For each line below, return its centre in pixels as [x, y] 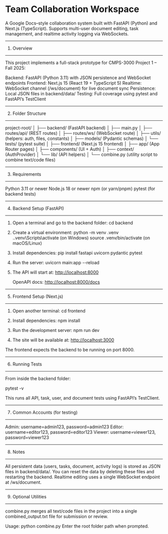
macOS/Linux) [27, 243]
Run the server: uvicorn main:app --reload [56, 262]
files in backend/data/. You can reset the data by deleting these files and [80, 471]
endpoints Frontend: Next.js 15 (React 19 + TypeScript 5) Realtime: [73, 83]
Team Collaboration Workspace [72, 9]
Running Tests [27, 364]
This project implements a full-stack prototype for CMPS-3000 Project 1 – [81, 62]
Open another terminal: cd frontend [49, 311]
